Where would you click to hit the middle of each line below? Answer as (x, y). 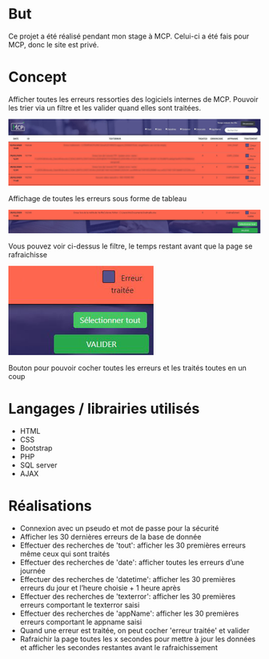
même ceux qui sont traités (65, 553)
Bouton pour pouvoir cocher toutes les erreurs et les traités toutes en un (127, 368)
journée (32, 571)
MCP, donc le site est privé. (54, 44)
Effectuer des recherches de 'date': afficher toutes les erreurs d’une (132, 562)
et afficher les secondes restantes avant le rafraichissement (118, 647)
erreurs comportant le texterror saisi (80, 604)
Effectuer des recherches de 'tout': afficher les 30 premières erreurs (133, 545)
